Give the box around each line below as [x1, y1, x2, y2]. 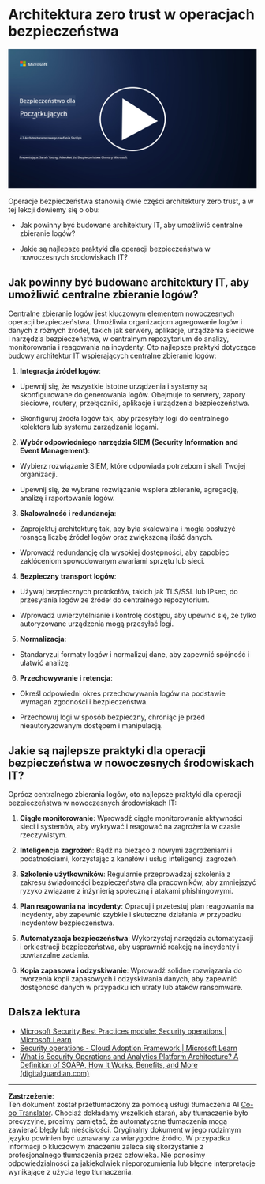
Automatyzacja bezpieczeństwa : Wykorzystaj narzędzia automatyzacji [19, 934, 254, 943]
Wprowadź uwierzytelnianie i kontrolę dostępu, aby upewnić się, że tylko [19, 611, 256, 620]
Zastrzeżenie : [8, 1091, 54, 1101]
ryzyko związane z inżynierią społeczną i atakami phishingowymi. [19, 886, 233, 896]
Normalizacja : [19, 635, 67, 644]
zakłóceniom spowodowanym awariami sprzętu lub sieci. [19, 556, 205, 566]
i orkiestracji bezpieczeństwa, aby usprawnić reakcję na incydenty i [19, 942, 240, 951]
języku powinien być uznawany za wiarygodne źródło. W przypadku [8, 1133, 230, 1143]
